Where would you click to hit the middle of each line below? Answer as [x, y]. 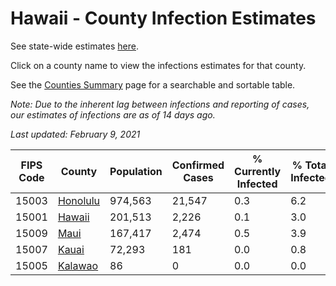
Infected [257, 184]
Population [136, 171]
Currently [258, 171]
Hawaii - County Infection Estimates [163, 18]
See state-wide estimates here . [74, 46]
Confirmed [198, 165]
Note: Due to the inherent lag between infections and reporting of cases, [160, 104]
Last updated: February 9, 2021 [75, 134]
